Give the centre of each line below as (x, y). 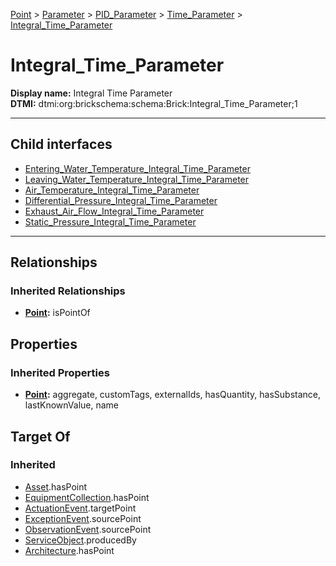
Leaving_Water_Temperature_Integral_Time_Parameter (137, 179)
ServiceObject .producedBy (80, 540)
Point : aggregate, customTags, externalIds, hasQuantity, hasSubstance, (172, 395)
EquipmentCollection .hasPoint (87, 497)
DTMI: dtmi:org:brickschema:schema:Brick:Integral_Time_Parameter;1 (154, 103)
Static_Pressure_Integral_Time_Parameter (110, 221)
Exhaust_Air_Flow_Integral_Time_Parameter (114, 211)
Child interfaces (61, 144)
